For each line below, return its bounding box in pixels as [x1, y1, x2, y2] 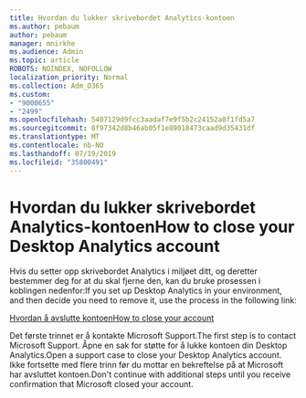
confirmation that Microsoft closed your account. [9, 379, 194, 390]
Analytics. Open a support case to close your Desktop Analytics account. [9, 350, 282, 361]
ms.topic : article [9, 56, 79, 65]
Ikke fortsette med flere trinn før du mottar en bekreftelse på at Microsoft [9, 360, 284, 371]
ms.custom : [9, 89, 51, 99]
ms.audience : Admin [9, 47, 84, 57]
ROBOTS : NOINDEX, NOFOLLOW [9, 65, 112, 74]
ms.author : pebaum [9, 22, 79, 31]
